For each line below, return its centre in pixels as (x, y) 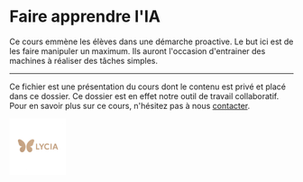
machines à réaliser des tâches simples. (84, 60)
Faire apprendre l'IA (85, 17)
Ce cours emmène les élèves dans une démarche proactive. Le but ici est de (151, 41)
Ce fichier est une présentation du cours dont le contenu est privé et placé (148, 86)
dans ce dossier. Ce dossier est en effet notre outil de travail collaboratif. (144, 96)
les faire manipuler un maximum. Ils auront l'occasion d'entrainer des (138, 50)
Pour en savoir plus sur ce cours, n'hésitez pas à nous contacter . (130, 105)
